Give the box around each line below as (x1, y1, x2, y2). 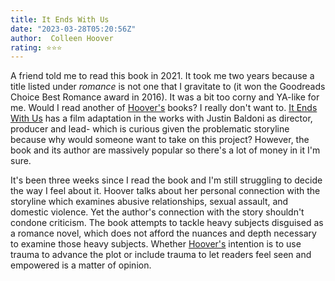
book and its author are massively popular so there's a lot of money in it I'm (10, 144, 321, 156)
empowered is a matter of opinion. (10, 259, 152, 271)
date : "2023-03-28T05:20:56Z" (10, 24, 137, 34)
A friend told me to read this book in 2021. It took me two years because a (10, 70, 315, 82)
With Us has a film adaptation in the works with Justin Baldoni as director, (10, 112, 313, 125)
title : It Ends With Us (10, 14, 110, 25)
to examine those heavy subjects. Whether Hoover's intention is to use (10, 238, 302, 250)
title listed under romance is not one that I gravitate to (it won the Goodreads (10, 81, 326, 93)
